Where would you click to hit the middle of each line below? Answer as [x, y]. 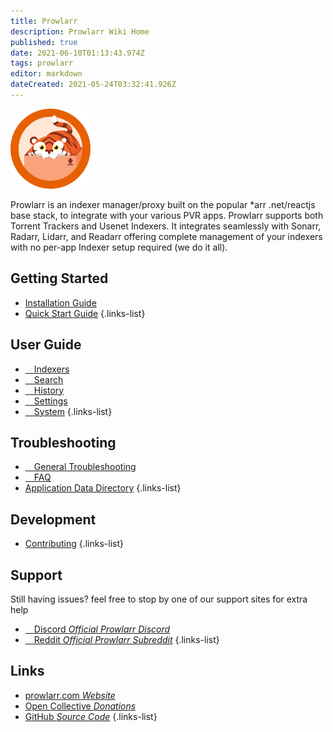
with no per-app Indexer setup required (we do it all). [119, 247]
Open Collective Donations [80, 706]
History [49, 390]
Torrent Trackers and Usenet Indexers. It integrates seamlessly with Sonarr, [166, 226]
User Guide [46, 345]
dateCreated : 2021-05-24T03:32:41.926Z [93, 85]
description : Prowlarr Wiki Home [80, 31]
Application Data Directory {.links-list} [103, 488]
